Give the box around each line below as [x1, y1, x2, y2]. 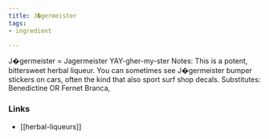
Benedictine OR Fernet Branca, [8, 84, 111, 93]
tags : [8, 19, 26, 27]
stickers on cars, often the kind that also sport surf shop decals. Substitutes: [8, 75, 261, 84]
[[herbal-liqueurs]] [19, 121, 82, 131]
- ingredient [8, 27, 52, 35]
